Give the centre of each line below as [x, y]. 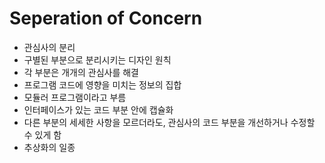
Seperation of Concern [106, 18]
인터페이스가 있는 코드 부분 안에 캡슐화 [98, 109]
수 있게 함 [42, 134]
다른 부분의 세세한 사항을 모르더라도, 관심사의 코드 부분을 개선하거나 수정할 [169, 122]
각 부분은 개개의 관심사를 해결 [81, 72]
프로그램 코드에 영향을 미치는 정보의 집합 [102, 84]
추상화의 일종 [49, 147]
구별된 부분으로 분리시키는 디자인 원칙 [97, 59]
